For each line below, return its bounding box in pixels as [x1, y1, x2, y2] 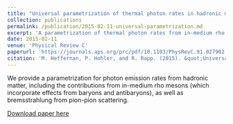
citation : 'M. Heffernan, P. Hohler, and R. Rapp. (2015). [7, 55, 182, 62]
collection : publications [7, 17, 82, 23]
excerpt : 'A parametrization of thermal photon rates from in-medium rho [7, 29, 225, 37]
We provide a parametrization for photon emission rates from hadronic [7, 74, 209, 82]
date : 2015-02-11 [7, 36, 58, 43]
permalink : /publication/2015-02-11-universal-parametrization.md [7, 23, 203, 30]
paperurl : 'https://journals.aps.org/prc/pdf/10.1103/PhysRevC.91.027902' [7, 49, 228, 56]
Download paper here [7, 109, 69, 117]
